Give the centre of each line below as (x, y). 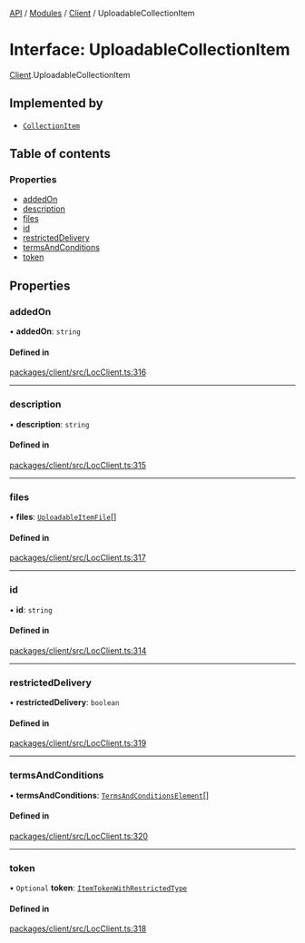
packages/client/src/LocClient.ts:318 (78, 928)
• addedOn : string (45, 331)
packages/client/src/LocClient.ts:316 (78, 372)
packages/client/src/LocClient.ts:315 (78, 465)
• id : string (31, 609)
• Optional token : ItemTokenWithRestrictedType (98, 888)
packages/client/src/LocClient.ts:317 (78, 558)
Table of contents (60, 154)
